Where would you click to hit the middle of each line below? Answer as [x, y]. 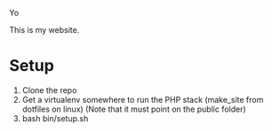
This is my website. [44, 30]
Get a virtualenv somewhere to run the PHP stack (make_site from [143, 99]
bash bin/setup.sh [55, 118]
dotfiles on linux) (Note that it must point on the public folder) [134, 109]
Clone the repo [49, 90]
